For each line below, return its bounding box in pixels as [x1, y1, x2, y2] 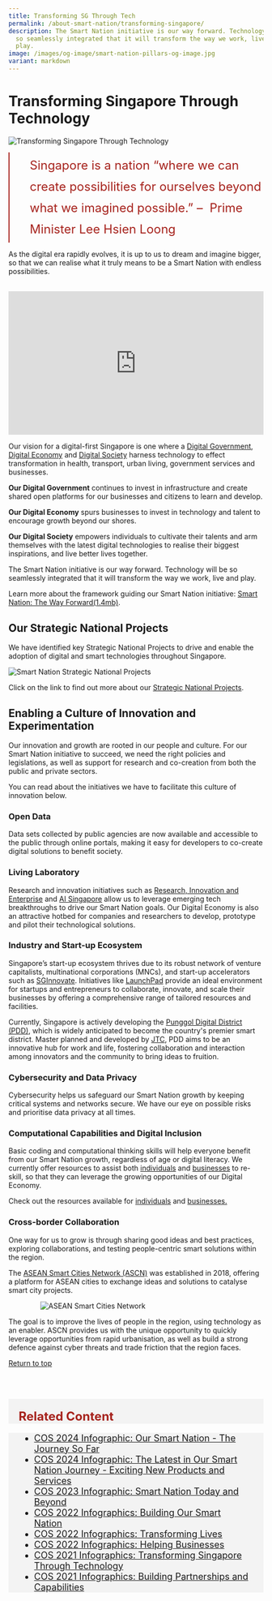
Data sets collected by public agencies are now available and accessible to [8, 829, 258, 839]
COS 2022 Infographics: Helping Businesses [33, 1539, 225, 1550]
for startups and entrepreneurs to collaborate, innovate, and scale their [8, 984, 245, 994]
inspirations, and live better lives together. [8, 549, 148, 559]
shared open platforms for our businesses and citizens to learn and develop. [8, 491, 263, 501]
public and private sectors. [8, 766, 98, 775]
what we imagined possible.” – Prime [29, 200, 243, 216]
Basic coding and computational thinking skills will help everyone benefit [8, 1146, 251, 1156]
